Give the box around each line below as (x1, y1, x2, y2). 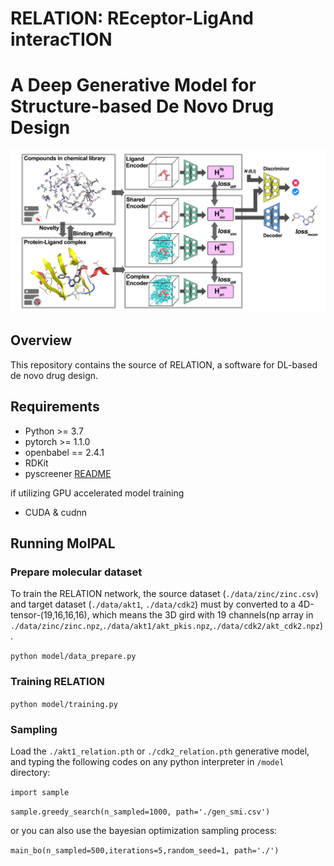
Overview (10, 332, 73, 349)
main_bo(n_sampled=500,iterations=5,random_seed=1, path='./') (10, 845, 280, 856)
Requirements (10, 398, 100, 416)
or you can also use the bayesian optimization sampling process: (10, 824, 278, 836)
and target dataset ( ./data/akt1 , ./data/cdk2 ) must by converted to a (10, 598, 297, 611)
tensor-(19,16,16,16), (10, 609, 90, 621)
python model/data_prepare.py (10, 652, 137, 662)
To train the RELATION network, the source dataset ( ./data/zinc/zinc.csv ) (10, 588, 319, 600)
